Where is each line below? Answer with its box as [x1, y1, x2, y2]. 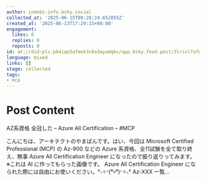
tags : [6, 72, 20, 78]
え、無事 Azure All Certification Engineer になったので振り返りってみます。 [6, 153, 196, 160]
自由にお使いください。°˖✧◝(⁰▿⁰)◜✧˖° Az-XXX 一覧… [38, 168, 170, 175]
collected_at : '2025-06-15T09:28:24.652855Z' [6, 15, 124, 21]
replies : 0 [12, 37, 40, 43]
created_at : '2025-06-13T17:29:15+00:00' [6, 20, 114, 26]
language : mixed [6, 54, 48, 61]
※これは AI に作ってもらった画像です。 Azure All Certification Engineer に [6, 160, 191, 168]
